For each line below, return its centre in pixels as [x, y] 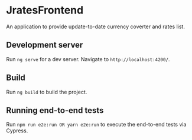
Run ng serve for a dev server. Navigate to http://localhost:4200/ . [88, 59]
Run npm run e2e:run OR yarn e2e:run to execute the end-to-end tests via [96, 125]
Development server [45, 45]
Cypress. [17, 131]
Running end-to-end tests [55, 110]
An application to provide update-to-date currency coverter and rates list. [95, 26]
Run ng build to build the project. [47, 92]
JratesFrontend [45, 10]
